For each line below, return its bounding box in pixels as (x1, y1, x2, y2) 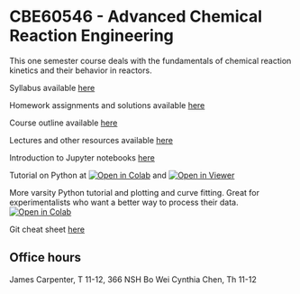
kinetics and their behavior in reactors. (9, 65, 152, 76)
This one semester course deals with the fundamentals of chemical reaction (9, 55, 292, 66)
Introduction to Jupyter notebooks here (9, 152, 155, 163)
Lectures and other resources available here (9, 134, 174, 145)
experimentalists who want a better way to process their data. (9, 197, 239, 207)
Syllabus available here (9, 82, 95, 93)
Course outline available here (9, 117, 118, 128)
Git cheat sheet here (9, 224, 86, 234)
